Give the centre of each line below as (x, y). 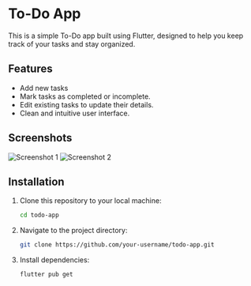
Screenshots (40, 138)
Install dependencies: (54, 260)
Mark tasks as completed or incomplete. (85, 96)
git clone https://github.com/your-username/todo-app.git (117, 245)
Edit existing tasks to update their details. (86, 104)
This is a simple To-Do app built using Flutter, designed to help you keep (126, 36)
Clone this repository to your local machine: (90, 201)
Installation (36, 181)
